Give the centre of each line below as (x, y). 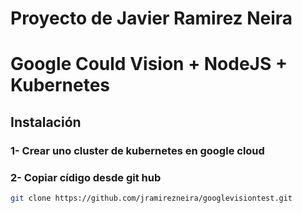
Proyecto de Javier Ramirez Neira (151, 18)
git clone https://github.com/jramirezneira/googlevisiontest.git (151, 198)
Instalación (46, 122)
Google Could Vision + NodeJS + (149, 64)
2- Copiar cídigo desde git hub (86, 177)
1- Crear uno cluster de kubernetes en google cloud (137, 150)
